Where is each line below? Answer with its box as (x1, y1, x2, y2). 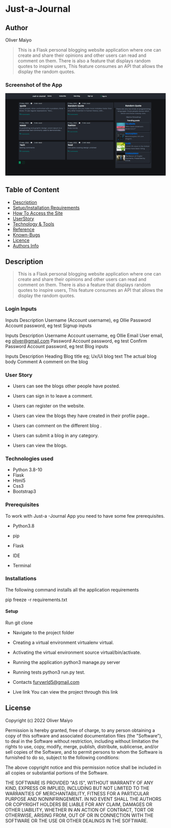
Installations (5, 575, 37, 582)
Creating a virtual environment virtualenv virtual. (12, 639, 114, 646)
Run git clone (5, 619, 33, 626)
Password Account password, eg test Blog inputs (5, 343, 108, 349)
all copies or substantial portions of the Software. (5, 770, 108, 776)
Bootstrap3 (12, 489, 37, 495)
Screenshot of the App (5, 81, 63, 88)
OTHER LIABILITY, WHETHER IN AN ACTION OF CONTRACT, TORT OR (5, 807, 154, 813)
